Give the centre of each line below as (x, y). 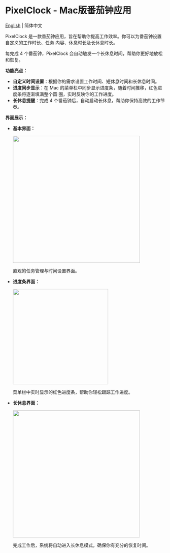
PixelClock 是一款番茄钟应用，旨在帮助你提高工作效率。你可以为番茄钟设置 (83, 36)
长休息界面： (26, 403)
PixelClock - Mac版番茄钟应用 (69, 10)
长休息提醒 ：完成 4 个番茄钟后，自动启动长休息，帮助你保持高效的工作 (87, 100)
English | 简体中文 (24, 25)
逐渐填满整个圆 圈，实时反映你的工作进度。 (71, 94)
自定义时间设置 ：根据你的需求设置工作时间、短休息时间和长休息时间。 (86, 81)
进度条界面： (26, 281)
